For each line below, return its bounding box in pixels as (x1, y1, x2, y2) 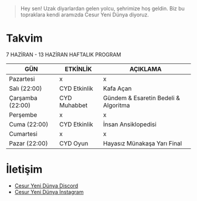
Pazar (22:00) (9, 139, 48, 147)
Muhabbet (59, 101, 88, 109)
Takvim (6, 32, 43, 45)
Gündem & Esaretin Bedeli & (103, 94, 180, 102)
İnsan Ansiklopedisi (103, 120, 157, 128)
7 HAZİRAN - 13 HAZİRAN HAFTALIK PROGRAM (6, 51, 121, 58)
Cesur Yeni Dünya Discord (14, 182, 79, 189)
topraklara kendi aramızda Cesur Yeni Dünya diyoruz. (20, 11, 150, 18)
